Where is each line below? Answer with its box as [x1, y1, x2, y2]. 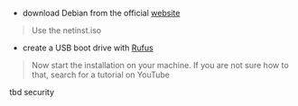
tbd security [9, 87, 55, 97]
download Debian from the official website [22, 8, 181, 18]
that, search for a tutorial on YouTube [31, 69, 170, 80]
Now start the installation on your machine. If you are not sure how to [31, 60, 289, 70]
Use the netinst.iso [31, 25, 102, 35]
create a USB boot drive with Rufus [22, 42, 154, 53]
